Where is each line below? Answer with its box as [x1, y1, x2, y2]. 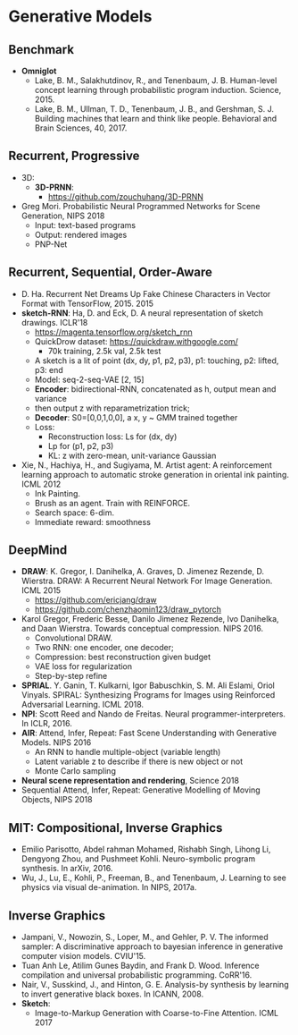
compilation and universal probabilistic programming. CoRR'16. [21, 970, 252, 980]
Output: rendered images [34, 229, 128, 240]
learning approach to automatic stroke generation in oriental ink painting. [21, 469, 289, 479]
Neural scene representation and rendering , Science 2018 [21, 776, 240, 786]
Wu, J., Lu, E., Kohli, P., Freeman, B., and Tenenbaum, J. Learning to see [21, 872, 286, 883]
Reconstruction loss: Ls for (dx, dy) [47, 431, 178, 442]
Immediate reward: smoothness [34, 516, 151, 527]
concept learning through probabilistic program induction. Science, [34, 85, 282, 95]
